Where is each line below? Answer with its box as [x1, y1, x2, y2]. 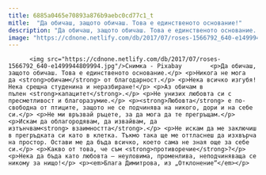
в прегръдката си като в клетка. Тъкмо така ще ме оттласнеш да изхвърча [8, 131, 257, 139]
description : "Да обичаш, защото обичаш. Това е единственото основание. [8, 26, 257, 34]
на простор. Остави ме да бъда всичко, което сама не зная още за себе [8, 139, 249, 146]
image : [8, 33, 30, 42]
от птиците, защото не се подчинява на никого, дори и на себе [40, 104, 253, 112]
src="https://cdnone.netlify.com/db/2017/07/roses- [47, 55, 222, 63]
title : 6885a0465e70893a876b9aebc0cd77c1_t [8, 11, 154, 20]
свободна [8, 104, 37, 112]
